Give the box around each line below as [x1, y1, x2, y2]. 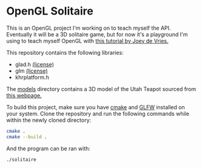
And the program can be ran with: [6, 144, 91, 152]
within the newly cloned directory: [6, 116, 92, 124]
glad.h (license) [15, 61, 55, 68]
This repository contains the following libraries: [6, 49, 124, 56]
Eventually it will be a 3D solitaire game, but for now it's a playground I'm [6, 30, 188, 38]
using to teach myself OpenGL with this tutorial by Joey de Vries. [6, 37, 169, 44]
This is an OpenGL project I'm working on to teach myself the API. [6, 24, 171, 32]
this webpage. [6, 92, 42, 99]
